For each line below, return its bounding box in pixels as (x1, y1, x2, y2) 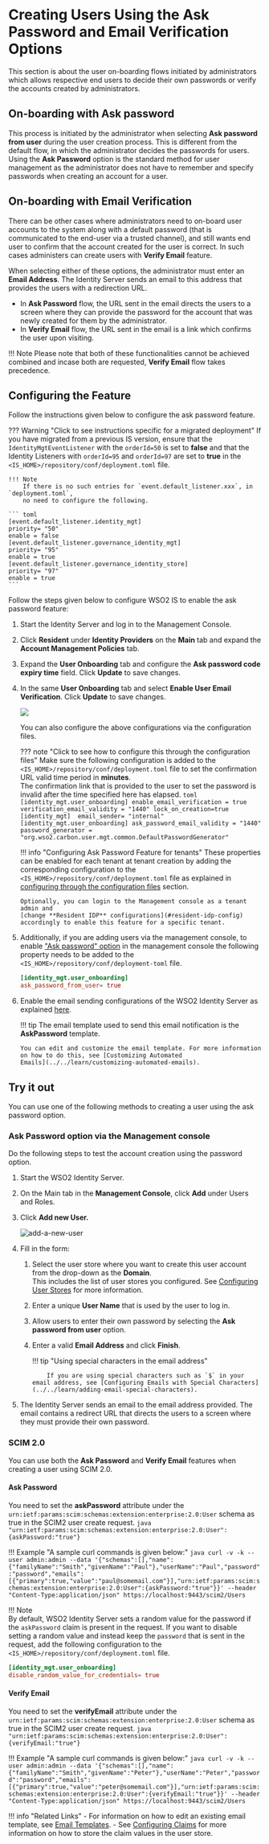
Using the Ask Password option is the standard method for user (8, 154, 220, 164)
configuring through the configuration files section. (19, 882, 190, 892)
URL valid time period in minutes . (19, 773, 131, 782)
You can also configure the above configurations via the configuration (19, 723, 251, 732)
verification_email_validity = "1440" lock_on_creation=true (19, 806, 230, 814)
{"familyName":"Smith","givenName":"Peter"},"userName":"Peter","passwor (8, 1768, 261, 1777)
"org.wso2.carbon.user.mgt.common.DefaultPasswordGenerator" (19, 834, 230, 842)
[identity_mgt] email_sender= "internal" (19, 812, 165, 821)
